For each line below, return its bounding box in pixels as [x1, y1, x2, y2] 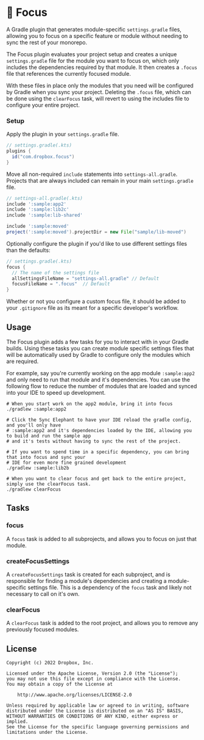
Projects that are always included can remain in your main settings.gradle [6, 177, 194, 184]
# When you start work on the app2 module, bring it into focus [6, 401, 173, 407]
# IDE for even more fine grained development [6, 460, 127, 466]
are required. [6, 357, 39, 365]
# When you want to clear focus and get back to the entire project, [6, 476, 187, 482]
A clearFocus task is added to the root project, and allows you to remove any [6, 620, 199, 627]
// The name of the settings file [12, 269, 99, 276]
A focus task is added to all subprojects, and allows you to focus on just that [6, 535, 197, 543]
